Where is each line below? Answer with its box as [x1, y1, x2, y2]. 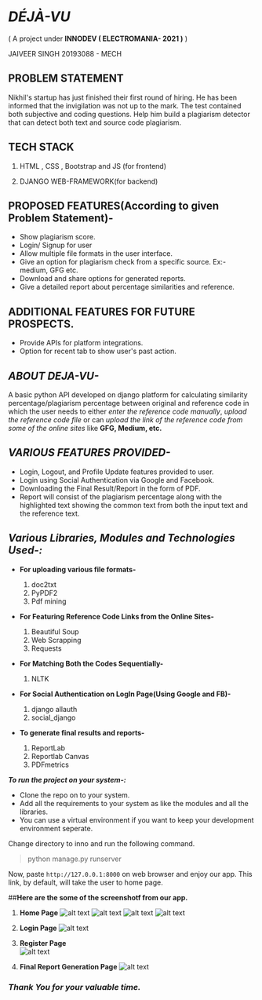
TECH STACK [8, 141, 75, 154]
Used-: [8, 544, 43, 557]
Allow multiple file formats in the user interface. [19, 249, 173, 258]
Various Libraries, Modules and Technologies [8, 531, 235, 545]
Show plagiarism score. [19, 232, 96, 242]
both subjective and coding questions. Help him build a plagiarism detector [8, 109, 251, 119]
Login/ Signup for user [19, 240, 93, 250]
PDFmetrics [31, 760, 69, 769]
